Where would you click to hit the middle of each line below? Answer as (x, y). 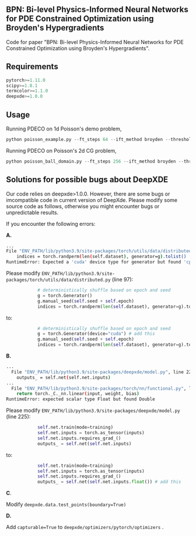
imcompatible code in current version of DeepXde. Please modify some (92, 200)
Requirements (32, 67)
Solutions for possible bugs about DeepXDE (87, 180)
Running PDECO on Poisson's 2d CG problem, (61, 150)
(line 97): (123, 279)
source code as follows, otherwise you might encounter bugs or (83, 206)
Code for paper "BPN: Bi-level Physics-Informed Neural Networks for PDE (95, 42)
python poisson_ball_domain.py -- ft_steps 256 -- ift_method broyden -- (95, 161)
